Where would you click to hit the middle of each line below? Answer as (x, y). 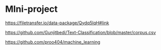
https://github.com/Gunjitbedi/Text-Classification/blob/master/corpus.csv (80, 32)
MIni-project (32, 9)
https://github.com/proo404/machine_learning (53, 42)
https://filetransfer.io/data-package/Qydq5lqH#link (57, 23)
